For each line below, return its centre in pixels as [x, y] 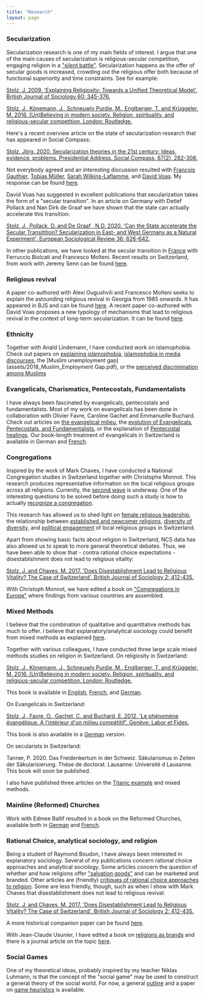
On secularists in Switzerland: [44, 746]
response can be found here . [43, 182]
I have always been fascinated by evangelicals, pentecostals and [88, 403]
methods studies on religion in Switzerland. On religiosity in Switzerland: [97, 656]
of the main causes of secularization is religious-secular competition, [93, 59]
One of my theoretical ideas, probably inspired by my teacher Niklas [92, 970]
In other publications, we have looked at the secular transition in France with [102, 250]
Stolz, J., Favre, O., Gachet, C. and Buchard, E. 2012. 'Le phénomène [92, 716]
